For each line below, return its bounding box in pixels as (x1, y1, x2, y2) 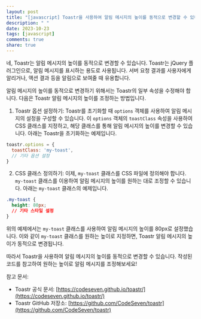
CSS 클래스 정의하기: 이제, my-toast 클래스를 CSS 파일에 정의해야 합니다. (14, 170, 187, 177)
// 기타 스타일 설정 (11, 208, 54, 214)
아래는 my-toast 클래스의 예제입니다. (23, 185, 109, 192)
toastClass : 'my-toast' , (11, 147, 74, 153)
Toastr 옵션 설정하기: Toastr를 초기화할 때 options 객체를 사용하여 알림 (14, 107, 181, 114)
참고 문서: (6, 273, 29, 280)
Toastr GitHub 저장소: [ (14, 299, 71, 306)
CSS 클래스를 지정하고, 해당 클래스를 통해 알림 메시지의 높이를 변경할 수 (14, 122, 182, 129)
